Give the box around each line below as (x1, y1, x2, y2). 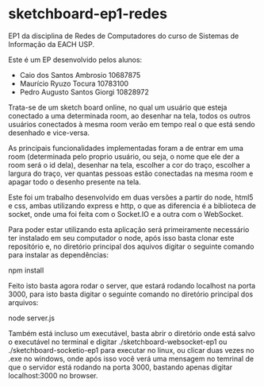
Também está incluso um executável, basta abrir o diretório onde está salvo (8, 328, 255, 338)
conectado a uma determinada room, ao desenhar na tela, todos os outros (8, 110, 251, 120)
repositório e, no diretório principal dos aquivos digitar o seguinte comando (8, 242, 254, 251)
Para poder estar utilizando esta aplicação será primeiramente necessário (8, 224, 250, 234)
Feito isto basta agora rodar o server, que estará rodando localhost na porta (8, 281, 256, 290)
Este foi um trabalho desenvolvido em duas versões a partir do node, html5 (8, 192, 254, 202)
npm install (8, 265, 44, 275)
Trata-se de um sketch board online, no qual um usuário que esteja (8, 103, 228, 112)
